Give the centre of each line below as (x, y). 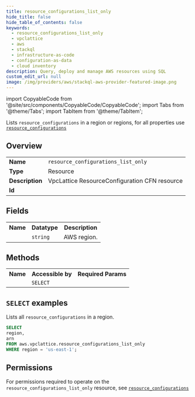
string (40, 237)
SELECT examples (37, 303)
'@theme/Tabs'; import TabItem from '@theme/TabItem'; (74, 111)
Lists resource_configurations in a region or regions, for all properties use (95, 122)
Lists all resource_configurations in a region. (60, 317)
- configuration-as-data (42, 60)
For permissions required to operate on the (58, 382)
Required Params (102, 274)
